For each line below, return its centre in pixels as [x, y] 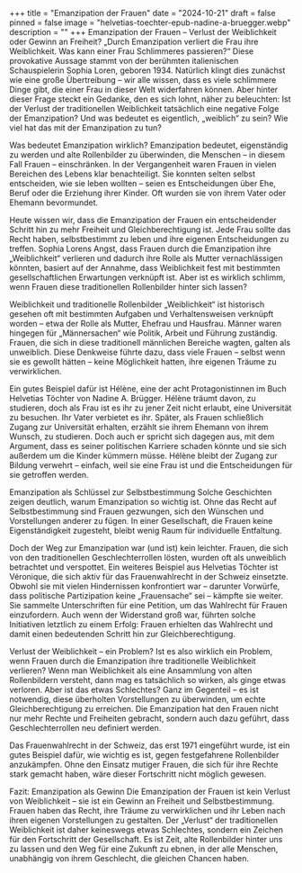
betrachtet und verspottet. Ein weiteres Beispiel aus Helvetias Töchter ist [144, 567]
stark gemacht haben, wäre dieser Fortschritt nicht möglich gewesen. [138, 774]
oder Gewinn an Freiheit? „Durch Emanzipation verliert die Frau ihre [134, 41]
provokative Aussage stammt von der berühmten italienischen [124, 61]
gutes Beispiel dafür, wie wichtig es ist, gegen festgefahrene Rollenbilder [144, 755]
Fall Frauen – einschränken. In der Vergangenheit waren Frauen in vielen [143, 164]
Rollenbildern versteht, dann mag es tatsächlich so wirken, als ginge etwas [147, 680]
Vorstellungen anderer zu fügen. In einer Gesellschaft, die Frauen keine [141, 521]
